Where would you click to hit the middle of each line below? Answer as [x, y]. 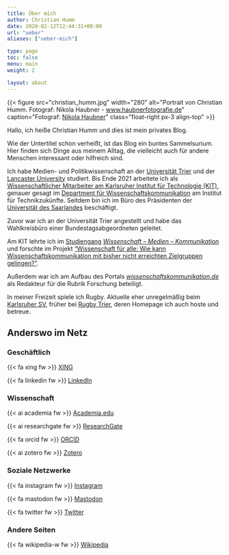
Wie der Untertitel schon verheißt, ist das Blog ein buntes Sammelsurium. [110, 143]
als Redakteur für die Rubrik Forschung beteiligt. [75, 283]
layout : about [27, 83]
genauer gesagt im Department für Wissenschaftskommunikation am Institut [114, 193]
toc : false [23, 58]
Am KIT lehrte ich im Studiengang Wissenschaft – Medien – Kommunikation [113, 241]
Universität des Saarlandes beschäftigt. [63, 207]
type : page [23, 51]
